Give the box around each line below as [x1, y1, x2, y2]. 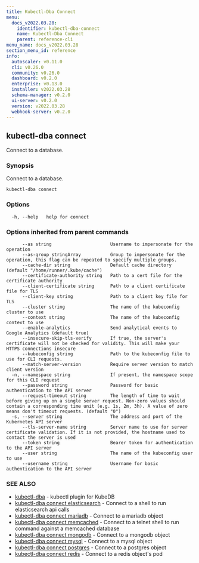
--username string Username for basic [21, 461, 159, 467]
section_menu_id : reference [6, 48, 76, 54]
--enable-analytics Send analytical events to [21, 325, 178, 331]
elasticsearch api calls [14, 506, 70, 513]
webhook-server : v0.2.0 [11, 109, 70, 115]
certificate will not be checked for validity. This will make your [6, 341, 180, 347]
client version [6, 367, 44, 373]
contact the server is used [6, 435, 76, 441]
